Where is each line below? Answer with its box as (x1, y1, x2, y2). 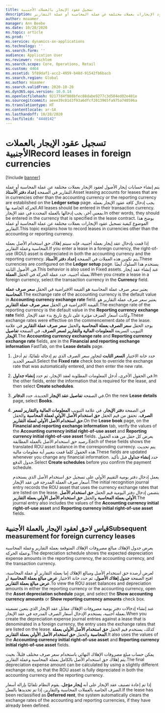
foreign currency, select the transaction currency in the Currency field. (5, 276, 149, 282)
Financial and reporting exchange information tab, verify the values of (12, 423, 157, 429)
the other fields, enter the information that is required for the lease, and (12, 378, 156, 384)
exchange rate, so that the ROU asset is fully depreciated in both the (5, 667, 143, 673)
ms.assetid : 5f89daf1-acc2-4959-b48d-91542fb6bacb (5, 71, 111, 76)
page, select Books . (12, 397, 53, 404)
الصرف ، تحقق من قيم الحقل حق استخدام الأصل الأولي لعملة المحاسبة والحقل (12, 412, 153, 418)
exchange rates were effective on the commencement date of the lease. (5, 317, 151, 323)
